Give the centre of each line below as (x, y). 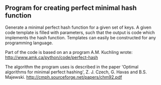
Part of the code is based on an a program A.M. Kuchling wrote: (69, 52)
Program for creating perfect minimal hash (71, 8)
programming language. (29, 43)
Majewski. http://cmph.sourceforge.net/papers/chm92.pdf (64, 77)
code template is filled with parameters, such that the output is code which (80, 32)
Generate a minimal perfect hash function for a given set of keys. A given (78, 27)
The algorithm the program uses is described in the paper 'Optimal (72, 67)
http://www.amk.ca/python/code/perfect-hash (52, 57)
